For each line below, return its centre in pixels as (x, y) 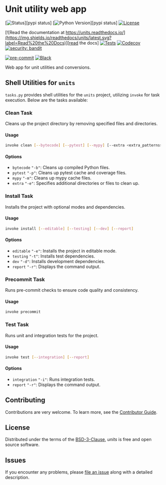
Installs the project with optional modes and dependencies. (65, 207)
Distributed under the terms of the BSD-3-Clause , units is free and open (78, 440)
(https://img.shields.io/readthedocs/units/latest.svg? (59, 38)
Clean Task (19, 113)
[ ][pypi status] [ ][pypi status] (61, 23)
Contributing (25, 400)
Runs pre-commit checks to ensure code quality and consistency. (72, 290)
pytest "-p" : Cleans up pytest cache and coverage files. (69, 173)
